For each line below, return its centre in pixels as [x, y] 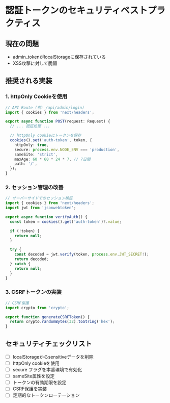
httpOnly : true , [32, 145]
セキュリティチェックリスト [49, 344]
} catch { [20, 264]
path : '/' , [26, 164]
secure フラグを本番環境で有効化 [47, 370]
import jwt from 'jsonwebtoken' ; [41, 208]
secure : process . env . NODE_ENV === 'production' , [67, 149]
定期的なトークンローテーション [46, 395]
